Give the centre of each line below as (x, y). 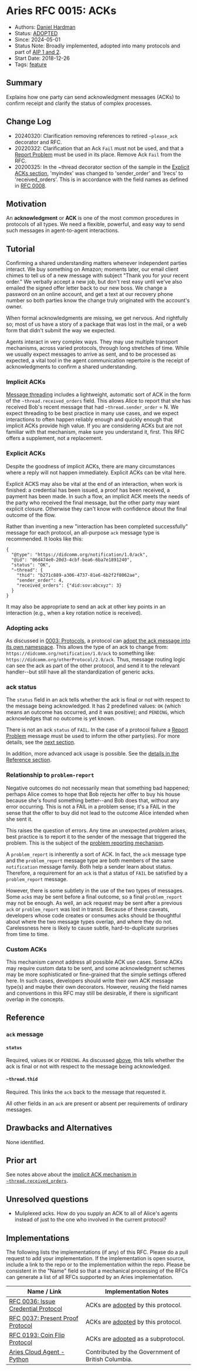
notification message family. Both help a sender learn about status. (89, 866)
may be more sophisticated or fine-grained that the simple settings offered (96, 974)
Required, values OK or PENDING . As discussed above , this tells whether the (95, 1060)
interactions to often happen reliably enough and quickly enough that (89, 420)
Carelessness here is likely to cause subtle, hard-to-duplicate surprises (92, 928)
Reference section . (29, 760)
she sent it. (20, 819)
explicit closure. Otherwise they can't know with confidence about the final (96, 509)
